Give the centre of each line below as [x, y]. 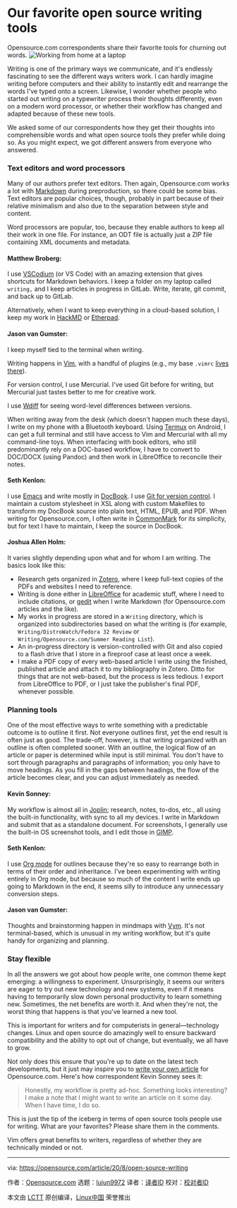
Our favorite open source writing [105, 13]
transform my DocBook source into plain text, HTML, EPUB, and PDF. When [117, 511]
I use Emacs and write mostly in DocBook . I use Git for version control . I [111, 496]
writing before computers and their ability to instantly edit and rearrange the [117, 83]
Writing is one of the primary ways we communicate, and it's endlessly [110, 68]
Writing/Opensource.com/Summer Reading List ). [86, 639]
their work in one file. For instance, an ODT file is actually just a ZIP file [110, 235]
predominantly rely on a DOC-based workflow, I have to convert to [104, 449]
